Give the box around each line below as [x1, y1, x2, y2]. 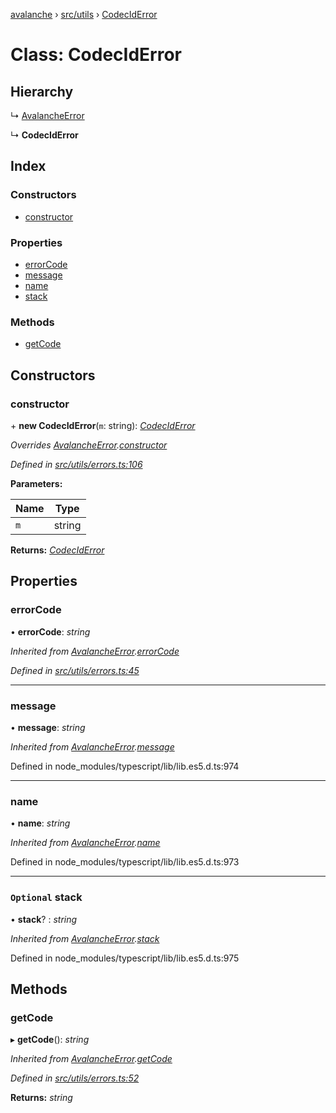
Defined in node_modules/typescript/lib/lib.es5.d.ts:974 [10, 760, 240, 772]
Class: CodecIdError [10, 44, 183, 66]
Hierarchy [10, 83, 74, 100]
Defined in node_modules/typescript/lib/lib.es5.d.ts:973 [10, 856, 240, 868]
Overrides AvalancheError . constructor [10, 439, 168, 451]
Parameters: [10, 477, 63, 489]
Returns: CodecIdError [10, 544, 105, 556]
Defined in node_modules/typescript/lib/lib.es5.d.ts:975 [10, 952, 240, 964]
